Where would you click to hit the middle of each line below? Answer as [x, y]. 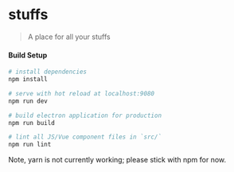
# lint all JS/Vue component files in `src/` [85, 137]
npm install [28, 80]
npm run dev [28, 101]
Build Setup [28, 55]
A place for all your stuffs [69, 37]
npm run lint [30, 145]
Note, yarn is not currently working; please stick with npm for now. [117, 160]
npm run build [32, 123]
